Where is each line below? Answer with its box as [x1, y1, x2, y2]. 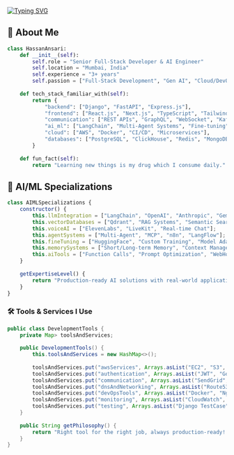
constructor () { [19, 206, 68, 213]
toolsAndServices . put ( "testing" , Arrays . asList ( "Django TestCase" [32, 403, 229, 410]
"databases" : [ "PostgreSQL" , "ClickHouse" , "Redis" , [44, 136, 201, 143]
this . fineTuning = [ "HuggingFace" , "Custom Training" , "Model [32, 238, 217, 245]
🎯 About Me [7, 26, 59, 38]
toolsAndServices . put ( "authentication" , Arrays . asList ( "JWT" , [32, 370, 217, 377]
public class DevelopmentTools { [7, 325, 104, 332]
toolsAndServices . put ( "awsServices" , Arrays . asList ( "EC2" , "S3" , [32, 364, 226, 371]
